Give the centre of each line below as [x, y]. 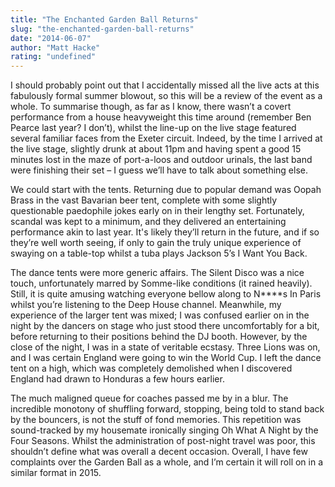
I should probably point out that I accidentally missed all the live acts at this [165, 85]
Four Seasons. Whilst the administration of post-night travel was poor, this [163, 441]
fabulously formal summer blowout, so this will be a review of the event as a [166, 96]
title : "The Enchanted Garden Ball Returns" [104, 19]
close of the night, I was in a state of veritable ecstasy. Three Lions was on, [165, 347]
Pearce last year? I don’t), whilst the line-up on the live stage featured [153, 128]
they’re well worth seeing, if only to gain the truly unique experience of [156, 243]
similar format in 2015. [56, 473]
